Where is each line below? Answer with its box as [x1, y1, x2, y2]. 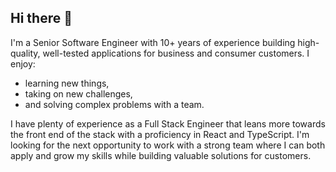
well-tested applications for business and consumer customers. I [42, 47, 310, 59]
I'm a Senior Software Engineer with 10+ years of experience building [10, 36, 296, 48]
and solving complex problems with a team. [24, 98, 205, 110]
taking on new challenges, [24, 87, 133, 100]
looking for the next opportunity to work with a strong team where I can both [10, 139, 326, 151]
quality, [10, 47, 41, 59]
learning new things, [24, 77, 110, 89]
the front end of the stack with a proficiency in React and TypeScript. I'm [10, 128, 310, 140]
